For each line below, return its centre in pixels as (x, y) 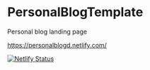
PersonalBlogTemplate (75, 12)
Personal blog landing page (47, 31)
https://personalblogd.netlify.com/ (57, 45)
